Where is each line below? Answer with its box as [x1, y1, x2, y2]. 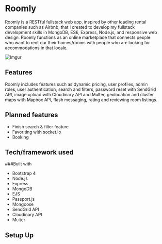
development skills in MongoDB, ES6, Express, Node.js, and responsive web [5, 29, 157, 35]
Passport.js [12, 196, 35, 202]
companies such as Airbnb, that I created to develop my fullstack [5, 24, 135, 30]
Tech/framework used [5, 148, 74, 156]
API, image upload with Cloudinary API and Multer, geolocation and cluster [5, 91, 154, 97]
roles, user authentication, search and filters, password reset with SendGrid [5, 86, 156, 92]
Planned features [5, 111, 58, 119]
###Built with [5, 161, 32, 167]
